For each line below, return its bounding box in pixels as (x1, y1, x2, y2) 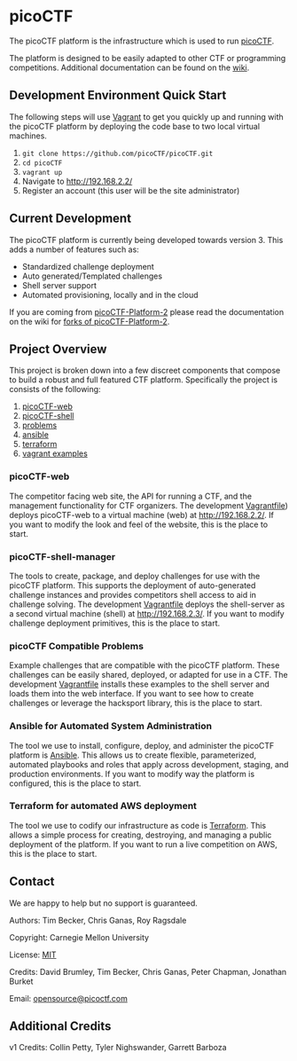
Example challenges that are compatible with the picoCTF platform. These (9, 660, 280, 671)
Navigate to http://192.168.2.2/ (21, 176, 133, 186)
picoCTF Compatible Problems (9, 640, 145, 652)
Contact (9, 874, 55, 889)
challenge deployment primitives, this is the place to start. (9, 617, 221, 628)
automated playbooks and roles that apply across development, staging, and (9, 758, 289, 769)
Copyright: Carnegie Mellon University (9, 931, 149, 942)
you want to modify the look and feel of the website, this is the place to (9, 519, 269, 530)
